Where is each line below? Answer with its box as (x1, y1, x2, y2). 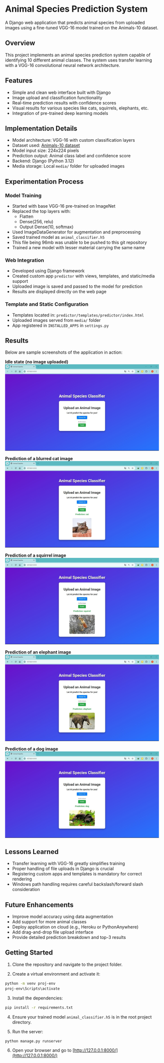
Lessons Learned (5, 848, 59, 856)
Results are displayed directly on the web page (12, 289, 106, 295)
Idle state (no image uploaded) (5, 359, 69, 365)
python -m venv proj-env (5, 981, 56, 986)
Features (5, 77, 33, 85)
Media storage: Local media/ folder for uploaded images (12, 163, 125, 169)
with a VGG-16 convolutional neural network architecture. (5, 62, 121, 68)
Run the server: (12, 1028, 43, 1034)
